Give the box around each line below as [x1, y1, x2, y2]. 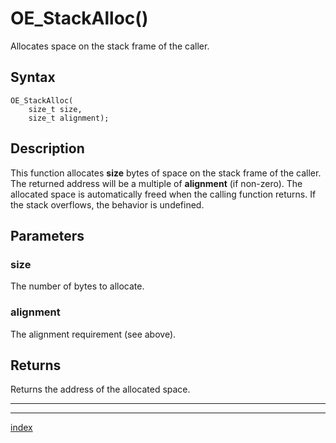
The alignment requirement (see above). [10, 328, 177, 340]
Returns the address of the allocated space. [10, 383, 191, 396]
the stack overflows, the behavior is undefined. [10, 198, 205, 211]
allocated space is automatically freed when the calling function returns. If [10, 188, 317, 200]
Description [10, 140, 85, 157]
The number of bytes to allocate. [10, 280, 145, 292]
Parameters [10, 227, 85, 244]
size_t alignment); [28, 113, 110, 123]
